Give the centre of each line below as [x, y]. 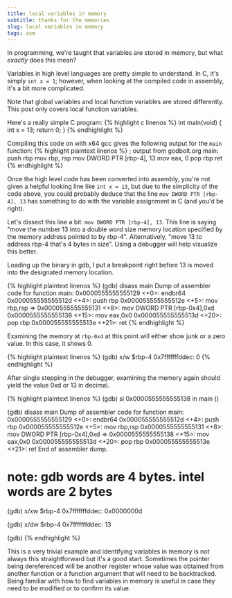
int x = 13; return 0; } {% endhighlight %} [65, 130]
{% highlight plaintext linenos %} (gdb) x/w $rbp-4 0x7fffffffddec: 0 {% [109, 357]
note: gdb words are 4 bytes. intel [106, 477]
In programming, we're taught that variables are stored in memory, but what [115, 53]
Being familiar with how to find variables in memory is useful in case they [111, 581]
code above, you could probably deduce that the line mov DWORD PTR [104, 194]
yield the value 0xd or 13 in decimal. [58, 385]
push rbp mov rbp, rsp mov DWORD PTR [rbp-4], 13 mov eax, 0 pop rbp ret [115, 158]
